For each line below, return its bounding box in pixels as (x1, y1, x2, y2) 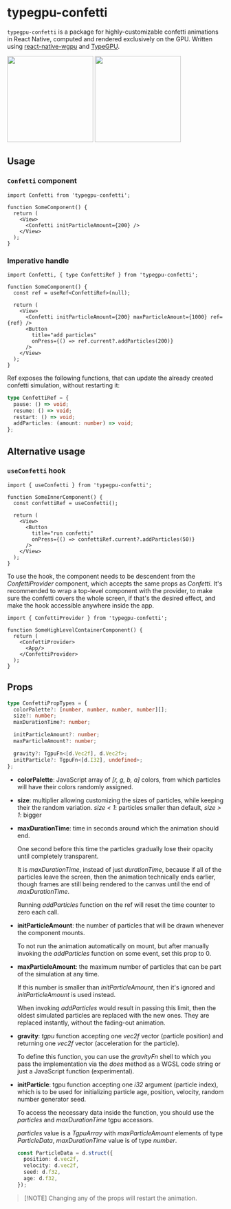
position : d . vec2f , (23, 1156, 80, 1163)
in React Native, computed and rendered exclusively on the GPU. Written (7, 34, 213, 43)
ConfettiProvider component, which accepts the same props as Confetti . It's (7, 579, 223, 588)
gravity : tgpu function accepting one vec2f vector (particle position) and (16, 1031, 223, 1040)
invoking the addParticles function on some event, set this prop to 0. (16, 949, 212, 957)
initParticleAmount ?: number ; (13, 731, 100, 738)
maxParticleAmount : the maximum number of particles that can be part (16, 962, 221, 971)
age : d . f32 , (23, 1175, 58, 1182)
